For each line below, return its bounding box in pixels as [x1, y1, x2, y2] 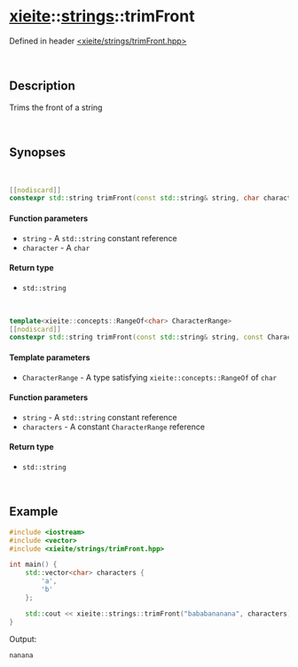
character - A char [21, 242, 90, 253]
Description [9, 78, 75, 94]
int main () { [9, 561, 58, 569]
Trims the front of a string [9, 102, 103, 113]
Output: [9, 633, 37, 644]
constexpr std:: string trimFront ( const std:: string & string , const [9, 333, 264, 342]
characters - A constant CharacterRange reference [21, 421, 206, 432]
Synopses [9, 145, 67, 161]
